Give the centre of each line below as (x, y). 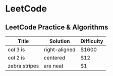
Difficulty (92, 41)
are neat (53, 66)
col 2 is (16, 58)
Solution (60, 41)
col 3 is (16, 49)
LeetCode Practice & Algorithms (57, 27)
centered (54, 58)
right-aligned (60, 49)
